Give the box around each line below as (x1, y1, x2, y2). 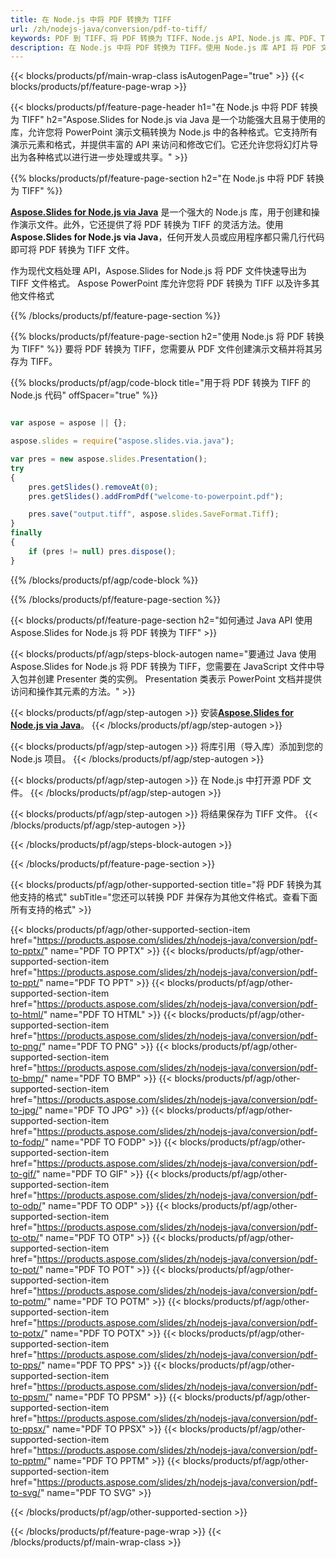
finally (10, 528, 43, 538)
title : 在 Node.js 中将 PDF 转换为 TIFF (10, 14, 172, 25)
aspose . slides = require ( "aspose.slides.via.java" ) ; (10, 436, 235, 446)
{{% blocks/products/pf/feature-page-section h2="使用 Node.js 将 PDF (10, 331, 305, 343)
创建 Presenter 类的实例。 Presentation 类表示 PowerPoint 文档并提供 (36, 672, 322, 685)
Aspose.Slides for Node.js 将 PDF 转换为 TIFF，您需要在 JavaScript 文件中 (10, 660, 317, 672)
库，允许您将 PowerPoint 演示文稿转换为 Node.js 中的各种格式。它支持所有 (10, 126, 318, 138)
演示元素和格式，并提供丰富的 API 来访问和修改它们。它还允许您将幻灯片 (10, 139, 310, 151)
